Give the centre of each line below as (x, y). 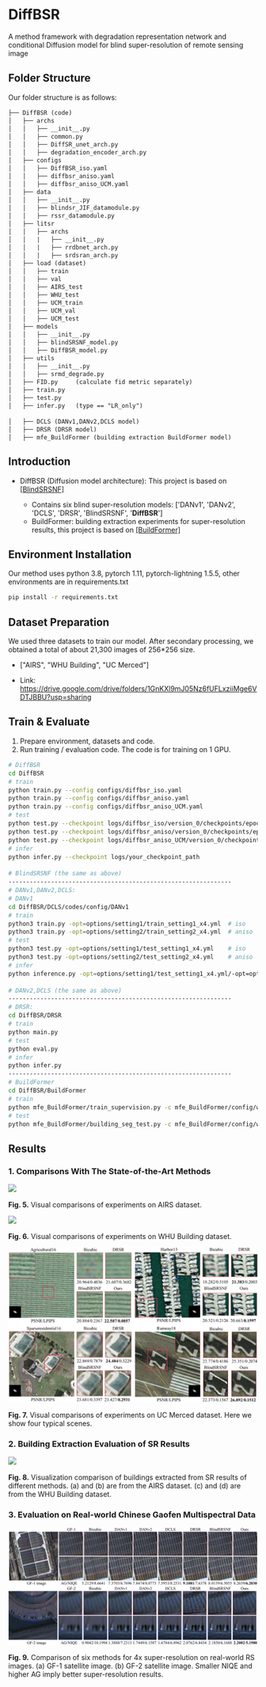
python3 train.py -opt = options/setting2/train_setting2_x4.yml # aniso (131, 932)
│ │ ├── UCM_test (44, 318)
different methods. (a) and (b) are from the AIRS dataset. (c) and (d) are (125, 1485)
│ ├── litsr (32, 223)
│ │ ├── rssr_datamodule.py (61, 215)
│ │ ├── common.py (46, 136)
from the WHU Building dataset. (60, 1494)
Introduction (40, 462)
